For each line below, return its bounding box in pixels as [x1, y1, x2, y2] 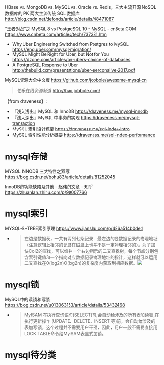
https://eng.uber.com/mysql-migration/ [12, 46, 92, 52]
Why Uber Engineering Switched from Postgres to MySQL [12, 41, 129, 47]
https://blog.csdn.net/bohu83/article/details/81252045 [5, 174, 115, 180]
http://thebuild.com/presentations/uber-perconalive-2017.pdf [12, 67, 136, 73]
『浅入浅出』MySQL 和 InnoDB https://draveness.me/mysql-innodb [12, 108, 148, 114]
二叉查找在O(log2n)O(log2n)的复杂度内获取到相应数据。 [24, 260, 138, 266]
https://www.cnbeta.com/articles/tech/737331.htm [5, 31, 107, 37]
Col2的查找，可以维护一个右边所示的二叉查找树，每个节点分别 [28, 248, 154, 254]
